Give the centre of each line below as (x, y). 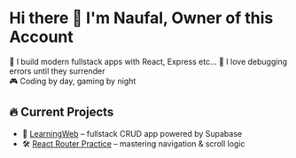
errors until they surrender (57, 71)
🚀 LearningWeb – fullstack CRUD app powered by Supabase (132, 133)
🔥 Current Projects (62, 112)
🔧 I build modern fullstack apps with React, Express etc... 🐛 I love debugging (148, 61)
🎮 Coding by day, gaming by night (73, 81)
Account (41, 37)
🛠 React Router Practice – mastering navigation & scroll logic (133, 143)
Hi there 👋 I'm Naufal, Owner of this (141, 18)
